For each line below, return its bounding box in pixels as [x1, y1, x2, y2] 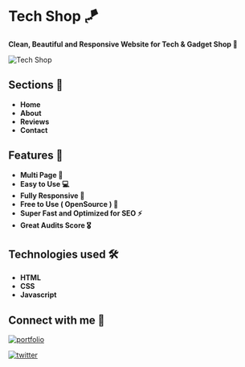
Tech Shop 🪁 [8, 7, 99, 26]
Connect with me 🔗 [8, 313, 105, 327]
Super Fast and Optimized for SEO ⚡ [19, 208, 143, 218]
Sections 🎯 [8, 78, 63, 92]
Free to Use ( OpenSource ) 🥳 [19, 199, 119, 208]
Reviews [19, 117, 50, 126]
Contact [19, 125, 48, 134]
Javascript [19, 290, 57, 299]
